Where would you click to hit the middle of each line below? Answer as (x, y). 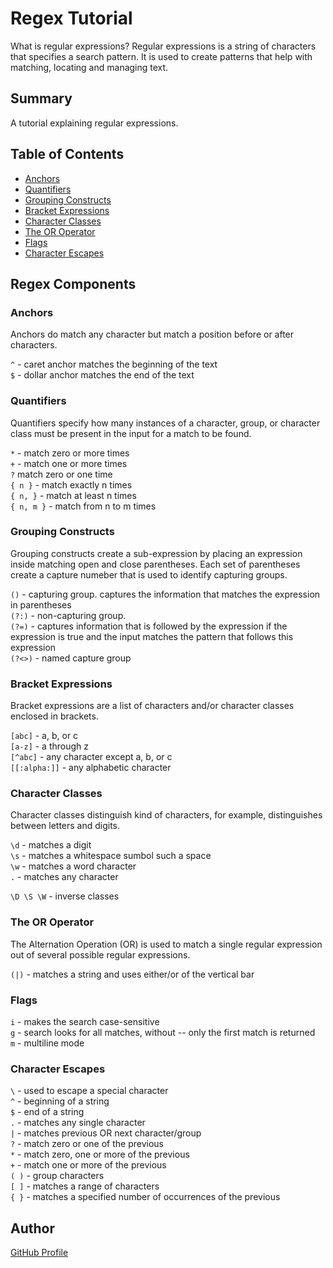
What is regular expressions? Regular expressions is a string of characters (163, 46)
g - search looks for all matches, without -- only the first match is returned (163, 1033)
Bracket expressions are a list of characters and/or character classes (152, 706)
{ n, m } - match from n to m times (83, 506)
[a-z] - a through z (50, 746)
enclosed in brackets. (54, 716)
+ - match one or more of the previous (88, 1165)
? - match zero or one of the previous (87, 1144)
